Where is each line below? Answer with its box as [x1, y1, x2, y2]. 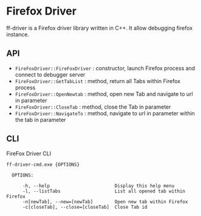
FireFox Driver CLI [6, 150, 51, 157]
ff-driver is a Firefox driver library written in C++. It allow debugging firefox [6, 24, 193, 32]
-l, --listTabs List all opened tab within [22, 188, 186, 194]
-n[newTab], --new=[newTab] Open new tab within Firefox [22, 198, 188, 204]
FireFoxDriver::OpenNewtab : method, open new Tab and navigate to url [15, 90, 193, 98]
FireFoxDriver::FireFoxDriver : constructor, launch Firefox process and [15, 64, 196, 72]
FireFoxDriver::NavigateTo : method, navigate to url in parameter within [15, 109, 195, 116]
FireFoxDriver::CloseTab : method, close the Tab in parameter [15, 103, 171, 110]
